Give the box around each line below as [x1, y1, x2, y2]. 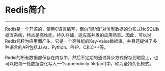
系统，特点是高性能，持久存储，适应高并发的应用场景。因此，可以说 [13, 32, 151, 38]
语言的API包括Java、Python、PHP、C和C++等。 [9, 44, 109, 50]
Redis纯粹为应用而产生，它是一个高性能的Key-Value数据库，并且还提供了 [5, 38, 153, 44]
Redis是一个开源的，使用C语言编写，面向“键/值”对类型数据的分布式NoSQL [5, 26, 156, 32]
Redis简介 [5, 4, 46, 16]
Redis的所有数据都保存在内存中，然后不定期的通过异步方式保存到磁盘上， [5, 54, 154, 60]
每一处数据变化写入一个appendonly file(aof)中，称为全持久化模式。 [18, 60, 154, 66]
